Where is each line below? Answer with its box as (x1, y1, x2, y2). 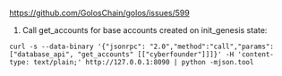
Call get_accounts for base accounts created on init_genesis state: (21, 25, 268, 35)
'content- (237, 50, 275, 59)
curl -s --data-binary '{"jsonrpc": (9, 42, 146, 51)
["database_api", (9, 50, 74, 59)
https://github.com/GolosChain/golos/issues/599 (9, 8, 190, 18)
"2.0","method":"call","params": (149, 42, 275, 51)
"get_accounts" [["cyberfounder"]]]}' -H (77, 50, 235, 59)
